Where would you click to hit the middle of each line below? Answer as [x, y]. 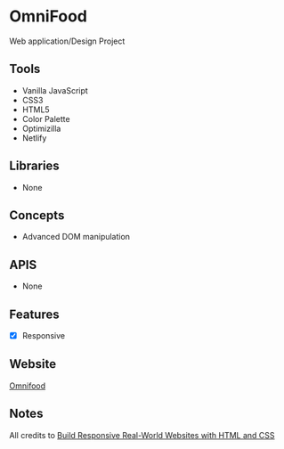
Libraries [34, 166]
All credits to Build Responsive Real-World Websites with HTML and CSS [142, 435]
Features [34, 314]
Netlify [34, 138]
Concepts [37, 215]
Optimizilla [41, 128]
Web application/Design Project [67, 41]
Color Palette [46, 118]
